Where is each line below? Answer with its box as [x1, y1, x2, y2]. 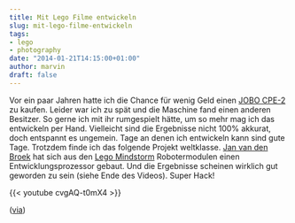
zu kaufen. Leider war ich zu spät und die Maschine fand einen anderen [9, 104, 272, 115]
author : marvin [9, 63, 66, 72]
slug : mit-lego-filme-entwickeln [9, 21, 133, 30]
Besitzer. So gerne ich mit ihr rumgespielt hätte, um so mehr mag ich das [9, 113, 275, 124]
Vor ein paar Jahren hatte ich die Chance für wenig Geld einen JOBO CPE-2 [9, 95, 286, 105]
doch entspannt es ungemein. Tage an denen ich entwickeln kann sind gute [9, 132, 285, 142]
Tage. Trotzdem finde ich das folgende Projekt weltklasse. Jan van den [9, 142, 268, 152]
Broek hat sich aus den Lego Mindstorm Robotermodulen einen [9, 151, 241, 162]
